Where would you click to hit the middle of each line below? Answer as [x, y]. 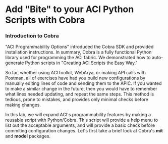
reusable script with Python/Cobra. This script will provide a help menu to [82, 120]
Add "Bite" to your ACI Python [70, 9]
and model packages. [28, 136]
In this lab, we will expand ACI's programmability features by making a [78, 115]
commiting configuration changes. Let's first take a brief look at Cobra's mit [84, 131]
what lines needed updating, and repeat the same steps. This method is [80, 94]
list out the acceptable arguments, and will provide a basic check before [80, 125]
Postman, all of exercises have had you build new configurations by [75, 78]
